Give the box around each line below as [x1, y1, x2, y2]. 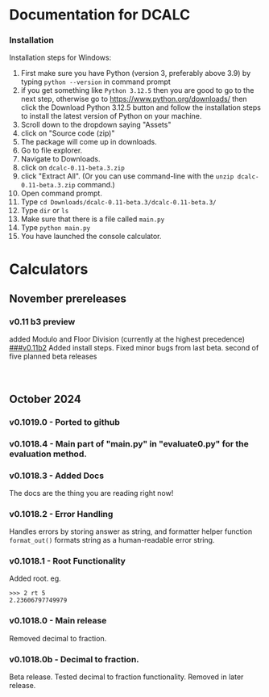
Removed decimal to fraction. [9, 633, 107, 643]
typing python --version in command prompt [20, 77, 172, 86]
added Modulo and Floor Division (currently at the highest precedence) [9, 334, 245, 344]
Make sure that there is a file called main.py [20, 214, 165, 224]
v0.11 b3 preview [9, 316, 76, 327]
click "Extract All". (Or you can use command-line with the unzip [20, 171, 234, 181]
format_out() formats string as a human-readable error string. [9, 535, 215, 545]
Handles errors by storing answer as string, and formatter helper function [9, 527, 253, 536]
